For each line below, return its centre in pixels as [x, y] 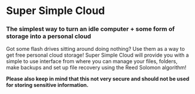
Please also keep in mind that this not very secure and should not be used [98, 79]
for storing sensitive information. [47, 85]
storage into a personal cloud [49, 36]
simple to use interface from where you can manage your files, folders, [92, 61]
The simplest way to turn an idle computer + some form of [90, 29]
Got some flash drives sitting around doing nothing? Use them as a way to [95, 49]
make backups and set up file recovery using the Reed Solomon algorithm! [96, 68]
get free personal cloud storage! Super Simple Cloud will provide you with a [97, 55]
